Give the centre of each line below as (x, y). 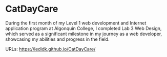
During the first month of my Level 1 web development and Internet (76, 23)
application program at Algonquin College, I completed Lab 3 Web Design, (83, 28)
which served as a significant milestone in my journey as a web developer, (84, 34)
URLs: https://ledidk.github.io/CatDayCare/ (50, 49)
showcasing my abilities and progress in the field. (57, 39)
